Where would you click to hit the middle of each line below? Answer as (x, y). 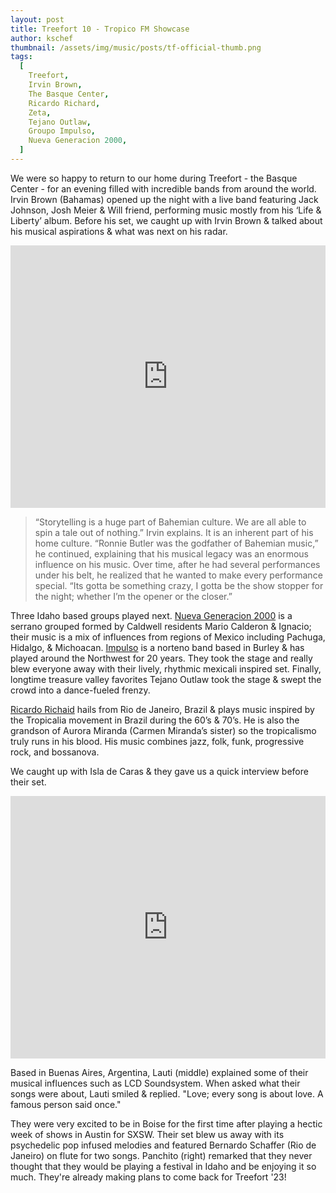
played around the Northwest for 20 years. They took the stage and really (161, 658)
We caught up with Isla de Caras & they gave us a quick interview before (159, 771)
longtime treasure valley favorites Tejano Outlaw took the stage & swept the (166, 679)
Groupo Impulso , (62, 131)
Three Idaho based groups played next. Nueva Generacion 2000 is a (151, 615)
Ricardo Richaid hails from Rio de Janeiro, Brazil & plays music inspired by (162, 709)
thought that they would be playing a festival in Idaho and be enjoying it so (163, 1166)
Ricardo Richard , (64, 103)
